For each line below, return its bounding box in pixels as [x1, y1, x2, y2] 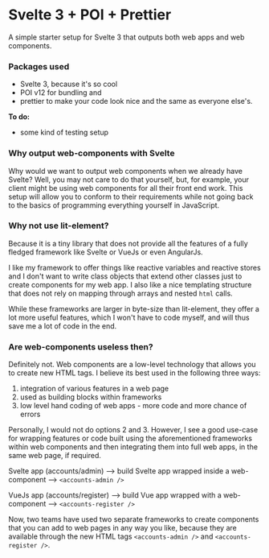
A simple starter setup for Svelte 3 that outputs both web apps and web [8, 32, 245, 42]
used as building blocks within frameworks [19, 392, 162, 402]
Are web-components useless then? [8, 341, 154, 352]
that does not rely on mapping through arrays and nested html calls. [8, 288, 233, 298]
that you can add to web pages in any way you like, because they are [8, 523, 237, 533]
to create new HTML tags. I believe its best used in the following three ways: [8, 368, 261, 378]
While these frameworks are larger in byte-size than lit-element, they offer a [8, 304, 259, 313]
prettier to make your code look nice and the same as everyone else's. [19, 97, 253, 106]
